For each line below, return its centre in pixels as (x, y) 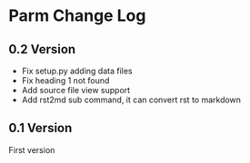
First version (32, 149)
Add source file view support (76, 90)
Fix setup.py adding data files (77, 71)
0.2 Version (42, 49)
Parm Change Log (77, 16)
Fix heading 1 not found (65, 81)
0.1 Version (40, 128)
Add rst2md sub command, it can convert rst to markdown (131, 100)
